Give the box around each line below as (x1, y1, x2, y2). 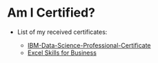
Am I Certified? (7, 5, 95, 21)
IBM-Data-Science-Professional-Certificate (27, 41, 151, 49)
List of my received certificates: (17, 28, 108, 36)
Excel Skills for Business (27, 48, 97, 57)
